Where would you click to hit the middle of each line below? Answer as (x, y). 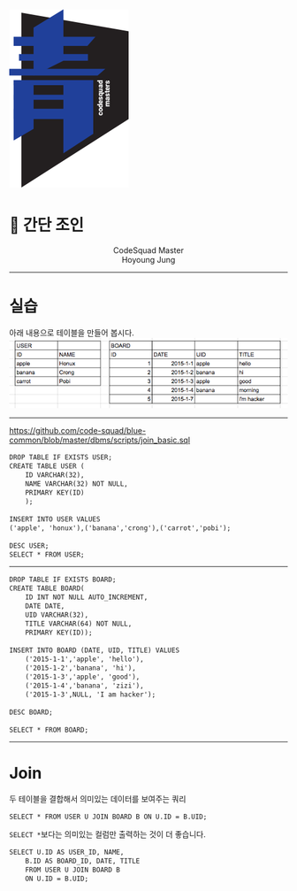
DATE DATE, (45, 606)
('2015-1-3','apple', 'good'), (83, 677)
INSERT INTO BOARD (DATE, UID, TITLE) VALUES (94, 650)
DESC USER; (29, 546)
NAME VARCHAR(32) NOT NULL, (76, 484)
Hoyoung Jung (148, 260)
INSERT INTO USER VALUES (55, 519)
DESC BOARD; (31, 712)
